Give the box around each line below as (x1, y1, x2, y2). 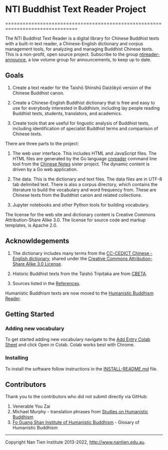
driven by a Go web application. (12, 166, 78, 172)
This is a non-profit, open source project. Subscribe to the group (5, 51, 138, 57)
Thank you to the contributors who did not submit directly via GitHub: (5, 394, 148, 400)
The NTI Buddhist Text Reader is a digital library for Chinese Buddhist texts (5, 35, 159, 41)
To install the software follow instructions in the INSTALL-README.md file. (5, 366, 158, 372)
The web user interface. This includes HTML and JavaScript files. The (12, 150, 156, 156)
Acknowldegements (5, 237, 69, 245)
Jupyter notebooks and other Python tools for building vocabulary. (12, 202, 150, 208)
